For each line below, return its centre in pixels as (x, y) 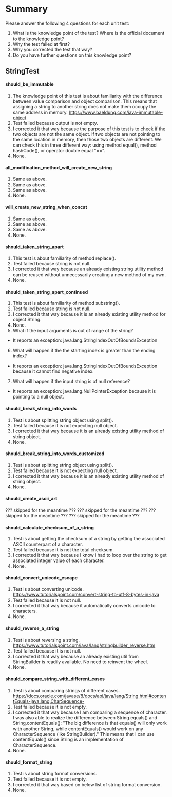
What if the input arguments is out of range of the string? (73, 331)
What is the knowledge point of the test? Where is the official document (89, 33)
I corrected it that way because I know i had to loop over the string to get (90, 555)
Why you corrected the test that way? (52, 49)
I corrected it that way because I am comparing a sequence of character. (90, 712)
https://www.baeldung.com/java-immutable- (116, 112)
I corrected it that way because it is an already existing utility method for (89, 314)
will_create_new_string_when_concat (46, 207)
